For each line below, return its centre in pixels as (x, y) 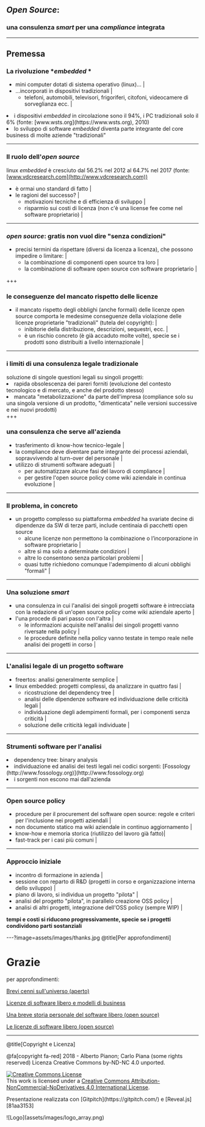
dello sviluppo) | (35, 888)
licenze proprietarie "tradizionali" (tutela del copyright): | (86, 323)
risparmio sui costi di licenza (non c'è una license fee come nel (103, 208)
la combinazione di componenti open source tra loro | (92, 262)
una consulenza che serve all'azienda (63, 432)
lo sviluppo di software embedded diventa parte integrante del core (99, 129)
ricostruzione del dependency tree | (69, 692)
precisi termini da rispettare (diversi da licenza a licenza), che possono (104, 249)
